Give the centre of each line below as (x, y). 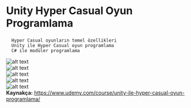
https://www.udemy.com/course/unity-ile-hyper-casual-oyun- (110, 93)
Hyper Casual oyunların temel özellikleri (64, 41)
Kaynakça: (20, 93)
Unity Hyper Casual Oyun (70, 11)
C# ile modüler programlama (46, 51)
